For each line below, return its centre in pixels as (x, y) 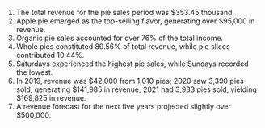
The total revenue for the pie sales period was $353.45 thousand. (125, 12)
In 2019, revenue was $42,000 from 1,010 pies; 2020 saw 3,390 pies (130, 81)
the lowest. (34, 72)
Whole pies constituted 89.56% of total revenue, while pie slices (123, 47)
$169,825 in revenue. (51, 98)
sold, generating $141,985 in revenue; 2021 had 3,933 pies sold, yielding (136, 89)
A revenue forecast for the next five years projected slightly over (124, 106)
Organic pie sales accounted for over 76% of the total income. (120, 38)
